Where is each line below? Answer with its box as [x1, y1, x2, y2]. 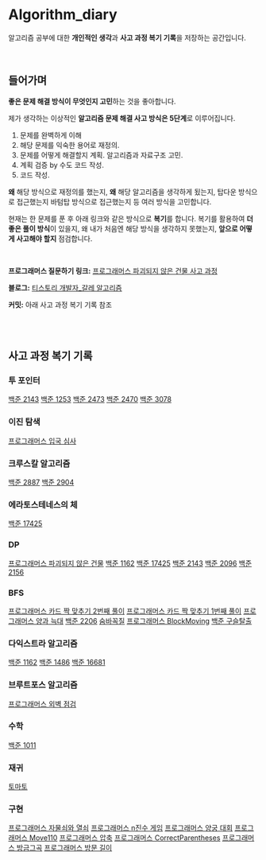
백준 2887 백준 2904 [8, 477, 75, 487]
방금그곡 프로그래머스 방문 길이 [16, 843, 113, 853]
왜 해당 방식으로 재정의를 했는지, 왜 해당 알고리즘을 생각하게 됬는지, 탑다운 [8, 187, 237, 197]
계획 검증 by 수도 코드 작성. [19, 160, 105, 169]
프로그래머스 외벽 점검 [8, 699, 77, 709]
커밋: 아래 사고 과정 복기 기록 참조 [8, 300, 113, 309]
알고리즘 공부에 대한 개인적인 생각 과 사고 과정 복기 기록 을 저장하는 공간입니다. [8, 33, 246, 42]
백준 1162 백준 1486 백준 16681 [8, 658, 106, 667]
